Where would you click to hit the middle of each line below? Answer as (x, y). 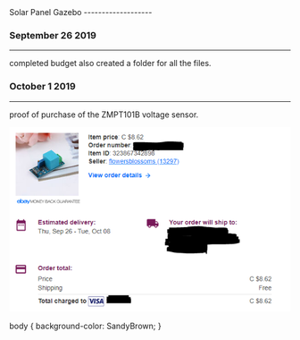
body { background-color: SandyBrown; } (86, 326)
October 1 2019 (42, 87)
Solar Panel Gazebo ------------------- (81, 12)
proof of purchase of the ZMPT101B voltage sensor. (104, 115)
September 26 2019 (53, 35)
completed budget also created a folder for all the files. (110, 64)
